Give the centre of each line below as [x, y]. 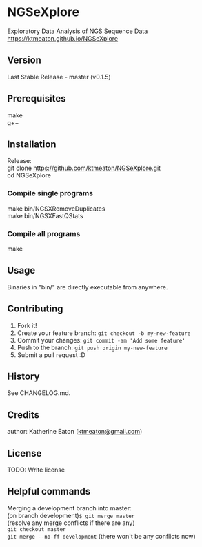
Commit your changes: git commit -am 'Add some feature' [101, 340]
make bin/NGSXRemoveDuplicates [56, 209]
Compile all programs [44, 233]
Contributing [35, 309]
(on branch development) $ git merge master [71, 515]
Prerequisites [37, 98]
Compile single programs [50, 193]
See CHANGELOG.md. [39, 393]
